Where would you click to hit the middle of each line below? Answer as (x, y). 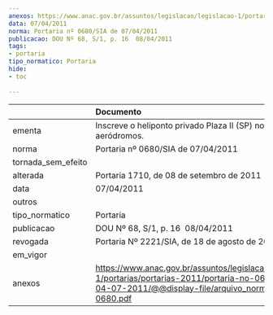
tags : (17, 46)
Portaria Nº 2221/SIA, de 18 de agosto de (176, 241)
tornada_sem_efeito (50, 162)
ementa (27, 130)
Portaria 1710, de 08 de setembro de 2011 (178, 175)
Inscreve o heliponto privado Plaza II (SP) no (180, 125)
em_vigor (30, 255)
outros (25, 202)
